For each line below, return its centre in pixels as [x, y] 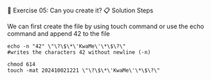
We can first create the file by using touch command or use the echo [105, 26]
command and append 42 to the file [58, 33]
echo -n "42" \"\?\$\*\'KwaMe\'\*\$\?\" [67, 46]
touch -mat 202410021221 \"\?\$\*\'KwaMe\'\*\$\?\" [84, 70]
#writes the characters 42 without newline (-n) [79, 52]
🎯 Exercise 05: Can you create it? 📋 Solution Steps [80, 10]
